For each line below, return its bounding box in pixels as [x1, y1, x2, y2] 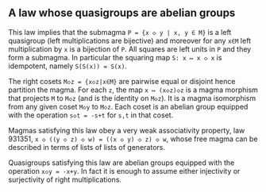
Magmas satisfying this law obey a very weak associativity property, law [8, 125, 245, 135]
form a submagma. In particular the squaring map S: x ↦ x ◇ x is [8, 52, 222, 62]
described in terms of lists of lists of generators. [8, 142, 165, 152]
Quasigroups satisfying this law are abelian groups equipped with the [8, 158, 235, 167]
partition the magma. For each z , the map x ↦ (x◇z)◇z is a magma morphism [8, 85, 258, 94]
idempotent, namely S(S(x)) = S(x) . [8, 61, 127, 71]
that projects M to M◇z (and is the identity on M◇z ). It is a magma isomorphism [8, 93, 256, 102]
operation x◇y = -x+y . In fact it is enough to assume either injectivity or [8, 166, 241, 175]
